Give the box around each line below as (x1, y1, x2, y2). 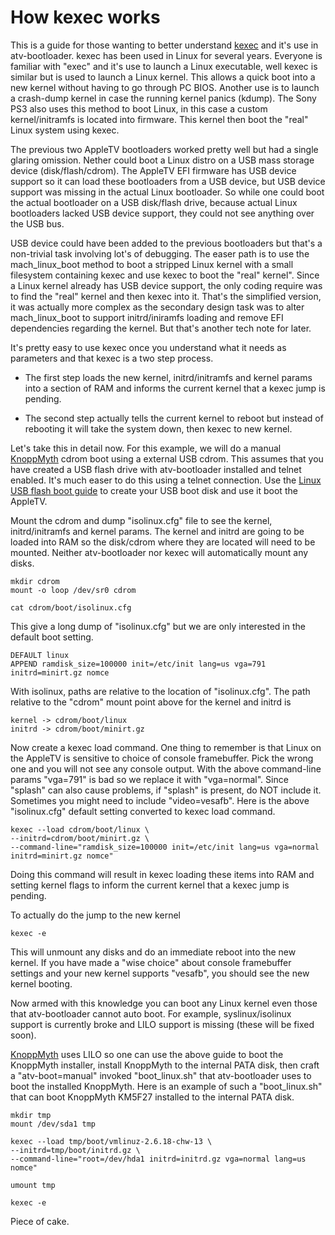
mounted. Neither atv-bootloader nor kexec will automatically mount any (10, 546, 309, 558)
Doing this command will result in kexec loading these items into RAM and (10, 868, 315, 880)
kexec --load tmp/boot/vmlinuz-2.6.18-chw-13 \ (10, 1136, 213, 1146)
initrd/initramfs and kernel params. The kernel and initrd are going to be (10, 525, 305, 537)
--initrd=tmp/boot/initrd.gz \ (10, 1145, 141, 1155)
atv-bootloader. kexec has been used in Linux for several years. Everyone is (10, 49, 323, 61)
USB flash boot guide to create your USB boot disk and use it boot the (10, 484, 298, 496)
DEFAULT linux (10, 650, 70, 660)
